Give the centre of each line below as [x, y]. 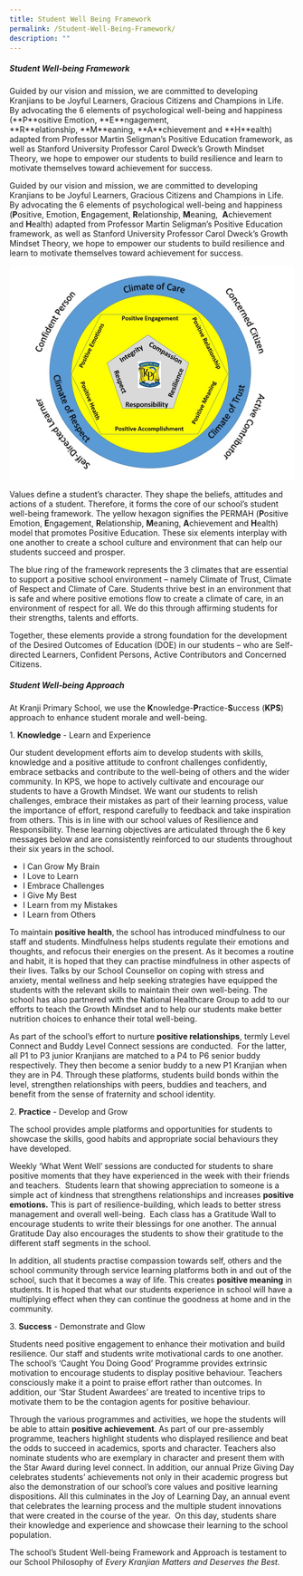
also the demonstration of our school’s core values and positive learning [144, 1487]
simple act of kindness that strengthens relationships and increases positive [151, 1195]
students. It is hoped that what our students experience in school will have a [151, 1290]
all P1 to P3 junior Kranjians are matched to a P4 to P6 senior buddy [135, 1056]
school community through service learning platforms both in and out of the [151, 1271]
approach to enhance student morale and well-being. [109, 718]
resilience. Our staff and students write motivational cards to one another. [147, 1354]
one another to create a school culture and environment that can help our [146, 543]
